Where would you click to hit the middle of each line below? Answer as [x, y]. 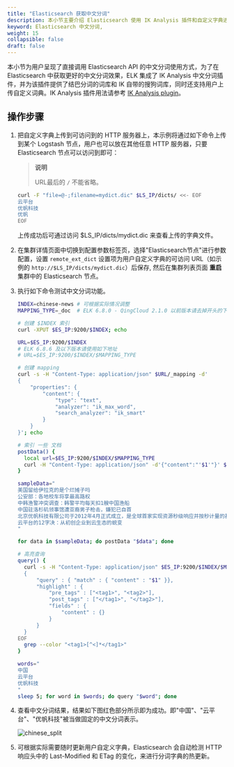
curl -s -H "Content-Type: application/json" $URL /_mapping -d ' [112, 374]
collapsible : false [36, 40]
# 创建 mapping [38, 368]
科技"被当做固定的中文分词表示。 [95, 719]
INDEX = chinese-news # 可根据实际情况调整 [73, 304]
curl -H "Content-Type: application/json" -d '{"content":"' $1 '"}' [122, 465]
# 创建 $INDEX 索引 [43, 323]
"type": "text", [78, 400]
